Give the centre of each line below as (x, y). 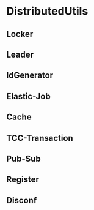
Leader (20, 54)
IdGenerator (30, 76)
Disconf (22, 200)
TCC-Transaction (40, 138)
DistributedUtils (47, 11)
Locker (20, 34)
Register (23, 180)
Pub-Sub (23, 158)
